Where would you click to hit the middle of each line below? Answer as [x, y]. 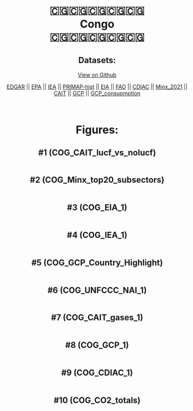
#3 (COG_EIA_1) [97, 208]
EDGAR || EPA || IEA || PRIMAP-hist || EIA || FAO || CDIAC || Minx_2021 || [97, 87]
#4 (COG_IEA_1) [97, 235]
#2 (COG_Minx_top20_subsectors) [97, 180]
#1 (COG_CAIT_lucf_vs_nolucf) [97, 152]
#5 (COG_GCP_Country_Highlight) [97, 262]
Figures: [97, 130]
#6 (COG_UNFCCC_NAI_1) [97, 290]
